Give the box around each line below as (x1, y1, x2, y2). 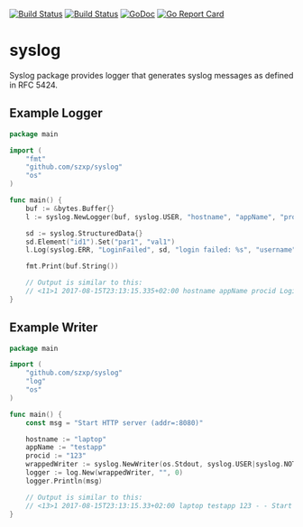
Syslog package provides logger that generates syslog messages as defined (9, 69, 294, 80)
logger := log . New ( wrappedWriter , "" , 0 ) (25, 468, 183, 477)
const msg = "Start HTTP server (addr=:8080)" (25, 418, 204, 428)
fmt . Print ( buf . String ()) (25, 262, 119, 271)
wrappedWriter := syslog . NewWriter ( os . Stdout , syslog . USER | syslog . (25, 460, 284, 469)
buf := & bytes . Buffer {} (25, 204, 115, 213)
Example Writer (9, 320, 98, 336)
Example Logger (9, 106, 104, 121)
